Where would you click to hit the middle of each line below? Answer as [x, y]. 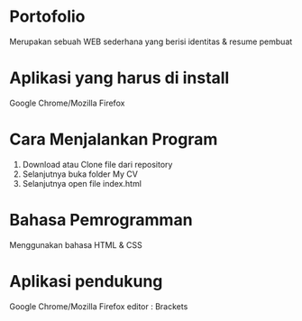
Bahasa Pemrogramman [101, 220]
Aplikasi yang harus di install [119, 78]
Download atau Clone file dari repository [97, 164]
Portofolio [47, 17]
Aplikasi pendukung [86, 281]
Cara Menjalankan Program [114, 139]
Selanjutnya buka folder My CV [80, 174]
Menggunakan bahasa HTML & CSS [76, 244]
